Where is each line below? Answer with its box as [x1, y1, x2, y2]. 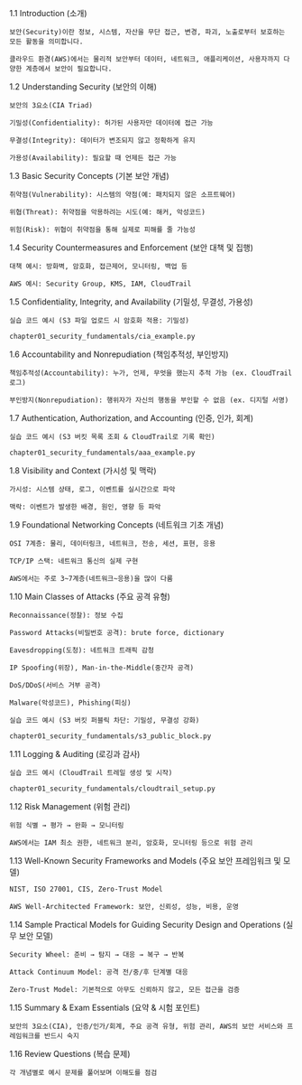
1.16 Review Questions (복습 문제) [9, 1049, 131, 1059]
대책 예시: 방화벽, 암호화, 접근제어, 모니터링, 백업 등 [9, 262, 188, 271]
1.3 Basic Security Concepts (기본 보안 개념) [9, 171, 169, 181]
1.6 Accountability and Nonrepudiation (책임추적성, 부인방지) [9, 349, 229, 360]
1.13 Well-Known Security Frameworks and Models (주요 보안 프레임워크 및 [9, 856, 281, 865]
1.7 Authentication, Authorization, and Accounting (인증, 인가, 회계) [9, 413, 254, 423]
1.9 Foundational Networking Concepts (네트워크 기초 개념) [9, 519, 224, 530]
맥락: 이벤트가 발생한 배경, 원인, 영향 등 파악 [9, 502, 161, 511]
